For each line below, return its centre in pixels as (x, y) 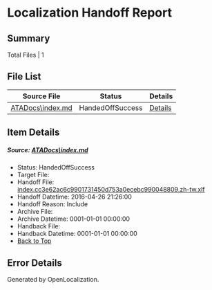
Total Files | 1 (26, 55)
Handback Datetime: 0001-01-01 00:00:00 (77, 234)
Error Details (35, 263)
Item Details (33, 133)
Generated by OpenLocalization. (53, 279)
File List (24, 76)
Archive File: (35, 212)
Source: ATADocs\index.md (48, 149)
